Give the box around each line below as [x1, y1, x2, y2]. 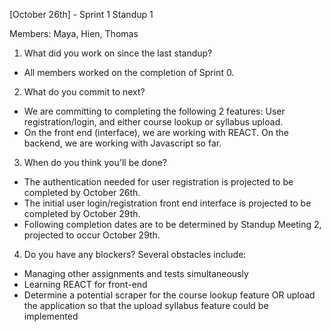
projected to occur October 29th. [23, 229, 161, 241]
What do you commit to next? [23, 86, 146, 98]
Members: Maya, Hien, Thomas [9, 28, 139, 39]
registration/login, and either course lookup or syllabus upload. [23, 116, 284, 128]
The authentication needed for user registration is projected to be [23, 176, 294, 188]
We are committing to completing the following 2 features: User [23, 105, 286, 117]
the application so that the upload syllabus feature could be [23, 300, 269, 311]
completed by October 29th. [23, 208, 141, 219]
